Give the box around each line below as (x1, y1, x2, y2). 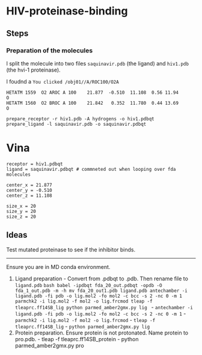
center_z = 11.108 (6, 193, 52, 199)
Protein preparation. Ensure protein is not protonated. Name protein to (14, 329, 189, 336)
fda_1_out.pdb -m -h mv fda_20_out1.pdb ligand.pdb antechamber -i (14, 288, 188, 294)
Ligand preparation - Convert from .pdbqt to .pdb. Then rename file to (14, 275, 188, 282)
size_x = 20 (6, 203, 36, 209)
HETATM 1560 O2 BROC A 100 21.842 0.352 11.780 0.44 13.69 (6, 100, 179, 106)
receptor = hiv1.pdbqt (6, 161, 63, 167)
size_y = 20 (6, 208, 36, 214)
